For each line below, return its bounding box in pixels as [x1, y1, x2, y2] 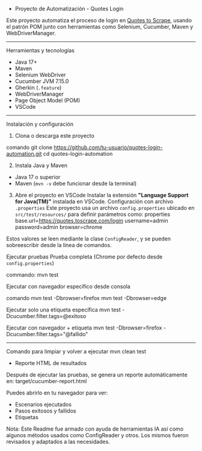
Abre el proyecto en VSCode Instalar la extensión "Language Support [14, 192, 189, 198]
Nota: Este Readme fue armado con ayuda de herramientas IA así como [6, 425, 184, 432]
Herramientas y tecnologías [6, 47, 75, 54]
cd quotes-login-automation [43, 150, 113, 157]
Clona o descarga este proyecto [14, 132, 95, 139]
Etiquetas [14, 414, 39, 420]
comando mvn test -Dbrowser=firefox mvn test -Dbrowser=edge [6, 295, 167, 301]
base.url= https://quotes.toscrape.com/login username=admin [14, 217, 168, 224]
